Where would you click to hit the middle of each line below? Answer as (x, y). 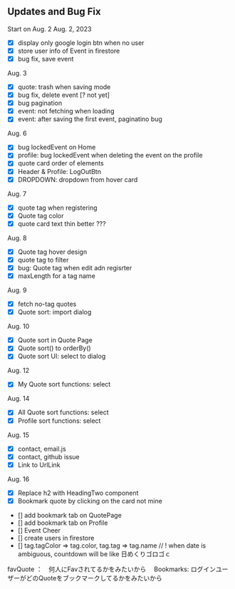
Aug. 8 (17, 237)
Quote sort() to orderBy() (54, 348)
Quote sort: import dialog (54, 312)
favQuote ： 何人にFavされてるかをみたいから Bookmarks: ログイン (111, 569)
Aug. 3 (17, 73)
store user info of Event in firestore (69, 51)
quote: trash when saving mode (64, 87)
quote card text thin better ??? (62, 223)
